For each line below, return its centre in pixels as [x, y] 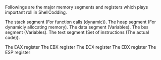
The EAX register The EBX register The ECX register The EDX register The [80, 47]
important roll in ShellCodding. [36, 12]
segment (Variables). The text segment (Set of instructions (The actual [77, 32]
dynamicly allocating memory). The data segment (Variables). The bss [77, 27]
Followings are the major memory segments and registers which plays [77, 7]
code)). [13, 37]
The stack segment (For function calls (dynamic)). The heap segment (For [80, 22]
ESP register [18, 52]
